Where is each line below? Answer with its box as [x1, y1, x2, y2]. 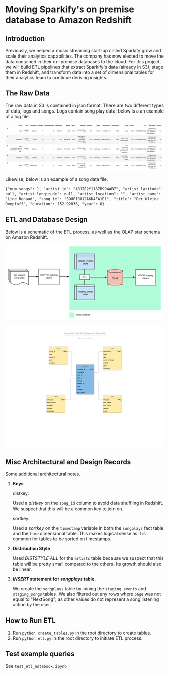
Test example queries [5, 650, 75, 658]
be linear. [12, 566, 32, 572]
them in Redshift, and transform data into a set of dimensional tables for [5, 69, 154, 75]
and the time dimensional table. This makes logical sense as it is [12, 531, 146, 537]
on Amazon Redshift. [5, 234, 49, 240]
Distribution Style [12, 546, 50, 552]
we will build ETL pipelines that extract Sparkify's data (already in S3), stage [5, 64, 164, 70]
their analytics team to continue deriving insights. [5, 75, 108, 80]
